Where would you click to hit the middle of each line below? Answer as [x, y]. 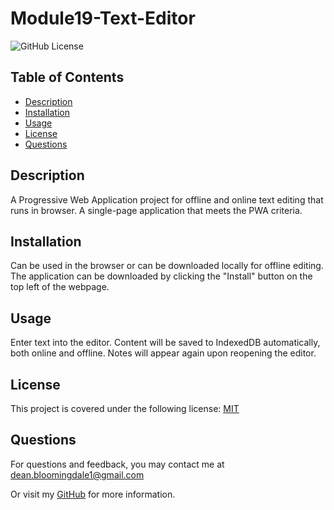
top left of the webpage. [60, 287]
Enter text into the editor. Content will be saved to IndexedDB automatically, [165, 343]
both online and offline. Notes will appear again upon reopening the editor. [163, 353]
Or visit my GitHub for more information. [93, 494]
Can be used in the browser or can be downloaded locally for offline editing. [167, 266]
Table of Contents [67, 77]
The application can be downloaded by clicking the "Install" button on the [161, 276]
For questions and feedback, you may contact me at [117, 464]
